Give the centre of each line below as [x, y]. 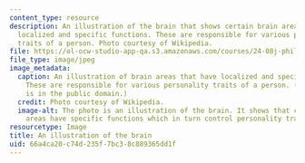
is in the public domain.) [77, 93]
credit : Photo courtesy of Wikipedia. [91, 102]
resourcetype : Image [49, 128]
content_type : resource [54, 18]
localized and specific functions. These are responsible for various [154, 34]
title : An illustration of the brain [81, 136]
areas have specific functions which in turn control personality [154, 119]
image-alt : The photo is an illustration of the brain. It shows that [154, 110]
